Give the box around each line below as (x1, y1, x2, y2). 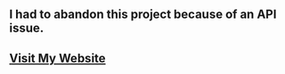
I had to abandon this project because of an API (9, 7, 277, 22)
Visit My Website (9, 50, 106, 65)
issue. (9, 21, 45, 36)
